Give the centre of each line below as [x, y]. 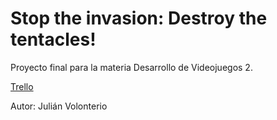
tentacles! [53, 39]
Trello [22, 86]
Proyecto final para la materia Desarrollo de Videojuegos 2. [131, 67]
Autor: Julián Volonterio [59, 106]
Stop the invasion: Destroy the [139, 18]
